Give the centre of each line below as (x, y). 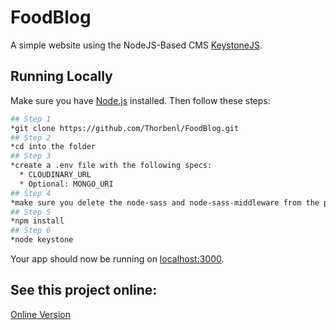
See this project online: (84, 290)
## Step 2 (31, 137)
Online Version (40, 314)
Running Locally (61, 76)
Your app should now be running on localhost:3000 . (117, 259)
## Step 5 (31, 212)
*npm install (37, 221)
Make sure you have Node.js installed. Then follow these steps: (140, 100)
